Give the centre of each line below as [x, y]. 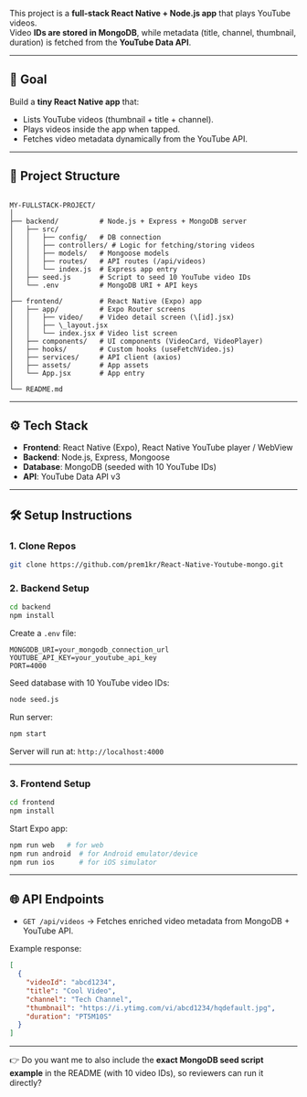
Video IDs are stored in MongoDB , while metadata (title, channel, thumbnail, [153, 32]
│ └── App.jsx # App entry [77, 373]
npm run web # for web [57, 845]
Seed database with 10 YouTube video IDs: [90, 683]
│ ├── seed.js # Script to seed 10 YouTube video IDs [130, 277]
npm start [28, 734]
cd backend [30, 607]
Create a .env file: [43, 634]
